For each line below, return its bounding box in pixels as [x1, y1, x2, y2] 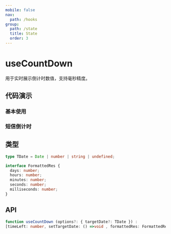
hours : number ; [10, 172, 42, 178]
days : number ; [10, 168, 40, 173]
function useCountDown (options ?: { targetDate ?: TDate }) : [5, 219, 138, 224]
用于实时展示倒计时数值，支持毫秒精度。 [5, 75, 90, 81]
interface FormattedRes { [5, 163, 60, 168]
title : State [10, 31, 38, 36]
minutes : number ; [10, 178, 47, 183]
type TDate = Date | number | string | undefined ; [5, 154, 115, 159]
